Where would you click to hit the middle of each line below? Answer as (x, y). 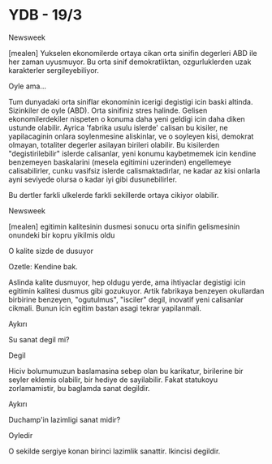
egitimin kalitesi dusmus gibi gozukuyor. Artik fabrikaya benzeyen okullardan (136, 290)
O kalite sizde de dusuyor (51, 251)
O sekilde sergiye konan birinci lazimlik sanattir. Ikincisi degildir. (114, 451)
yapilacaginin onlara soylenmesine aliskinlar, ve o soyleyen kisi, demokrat (131, 136)
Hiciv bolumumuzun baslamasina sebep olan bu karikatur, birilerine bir (126, 371)
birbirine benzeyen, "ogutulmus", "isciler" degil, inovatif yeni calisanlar (126, 299)
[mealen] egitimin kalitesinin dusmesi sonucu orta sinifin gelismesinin (124, 226)
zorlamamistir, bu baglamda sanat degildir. (79, 388)
